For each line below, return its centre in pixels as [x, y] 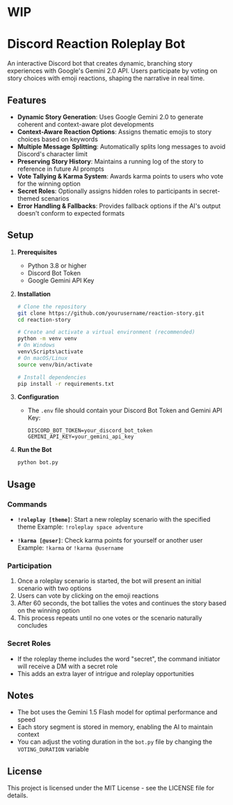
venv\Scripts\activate [50, 352]
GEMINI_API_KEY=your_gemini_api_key [81, 437]
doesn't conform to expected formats [71, 213]
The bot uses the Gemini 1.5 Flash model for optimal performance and [117, 712]
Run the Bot [34, 450]
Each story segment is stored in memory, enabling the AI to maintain [115, 727]
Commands [27, 504]
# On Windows [36, 345]
